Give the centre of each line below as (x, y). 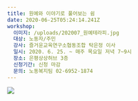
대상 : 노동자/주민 (35, 39)
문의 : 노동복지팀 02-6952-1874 (53, 71)
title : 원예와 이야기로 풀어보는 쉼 (51, 13)
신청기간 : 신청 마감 (37, 65)
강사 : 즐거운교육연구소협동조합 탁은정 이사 (65, 45)
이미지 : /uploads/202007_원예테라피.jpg (66, 33)
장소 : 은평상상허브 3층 (41, 58)
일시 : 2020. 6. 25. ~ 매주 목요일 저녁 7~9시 (73, 52)
